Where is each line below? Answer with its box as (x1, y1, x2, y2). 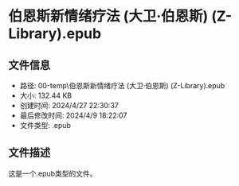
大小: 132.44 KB (19, 91, 72, 100)
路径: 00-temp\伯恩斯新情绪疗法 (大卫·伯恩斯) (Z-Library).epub (19, 81, 225, 90)
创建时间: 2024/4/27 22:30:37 (19, 101, 119, 110)
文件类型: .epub (19, 121, 72, 130)
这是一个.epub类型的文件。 (8, 169, 97, 178)
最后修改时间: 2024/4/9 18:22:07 (19, 110, 127, 120)
